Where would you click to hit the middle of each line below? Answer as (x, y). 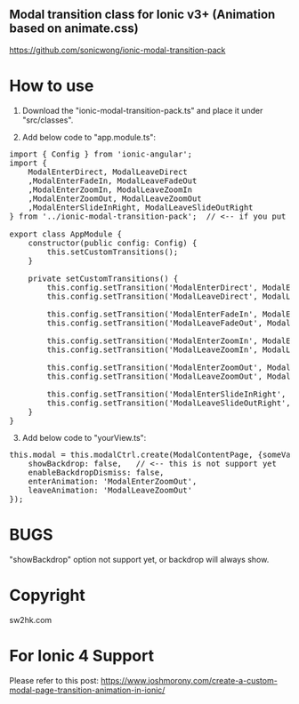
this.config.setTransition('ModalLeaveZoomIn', (152, 349)
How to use (52, 86)
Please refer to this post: (54, 680)
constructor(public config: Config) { (113, 243)
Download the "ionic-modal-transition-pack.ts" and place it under (142, 110)
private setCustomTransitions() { (103, 278)
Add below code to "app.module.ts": (89, 137)
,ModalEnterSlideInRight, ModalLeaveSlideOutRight (141, 207)
